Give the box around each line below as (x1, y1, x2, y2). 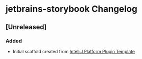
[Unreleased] (5, 23, 47, 31)
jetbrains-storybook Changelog (5, 3, 138, 15)
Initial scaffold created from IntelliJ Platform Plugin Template (12, 48, 135, 54)
